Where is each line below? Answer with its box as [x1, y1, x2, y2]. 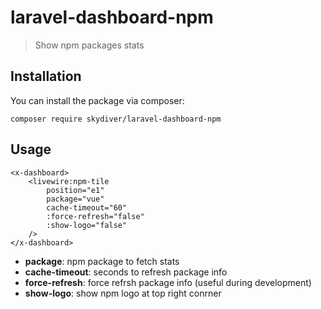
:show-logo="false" [46, 220, 128, 230]
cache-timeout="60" [46, 202, 128, 213]
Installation [10, 68, 82, 85]
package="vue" [46, 194, 105, 204]
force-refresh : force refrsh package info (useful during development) [24, 276, 312, 288]
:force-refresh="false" [46, 211, 145, 221]
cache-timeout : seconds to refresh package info [24, 266, 228, 278]
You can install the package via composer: [10, 94, 185, 106]
